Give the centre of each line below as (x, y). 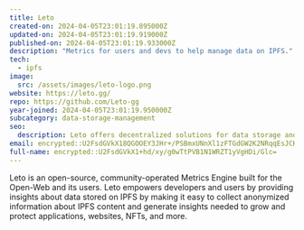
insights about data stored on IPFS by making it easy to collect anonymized (149, 197)
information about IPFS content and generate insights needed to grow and (147, 206)
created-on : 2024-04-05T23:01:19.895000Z (89, 26)
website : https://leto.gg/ (60, 93)
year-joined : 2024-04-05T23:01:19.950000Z (90, 110)
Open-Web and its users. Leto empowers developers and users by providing (152, 187)
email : (22, 143)
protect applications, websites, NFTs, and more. (99, 216)
